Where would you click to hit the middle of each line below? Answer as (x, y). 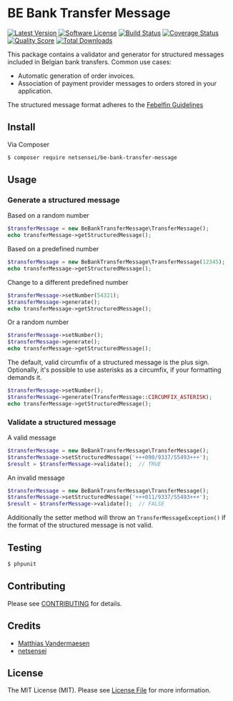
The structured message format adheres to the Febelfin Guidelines (105, 104)
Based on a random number (48, 216)
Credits (24, 626)
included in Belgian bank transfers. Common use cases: (89, 61)
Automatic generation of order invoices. (76, 76)
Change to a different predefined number (68, 282)
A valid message (32, 438)
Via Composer (29, 144)
